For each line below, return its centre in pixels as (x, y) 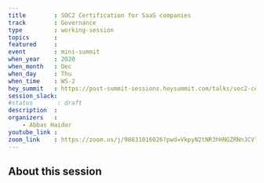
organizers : (33, 118)
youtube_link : (33, 132)
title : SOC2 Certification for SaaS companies (100, 15)
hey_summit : (33, 88)
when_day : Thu (40, 74)
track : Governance (52, 23)
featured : (33, 45)
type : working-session (61, 30)
